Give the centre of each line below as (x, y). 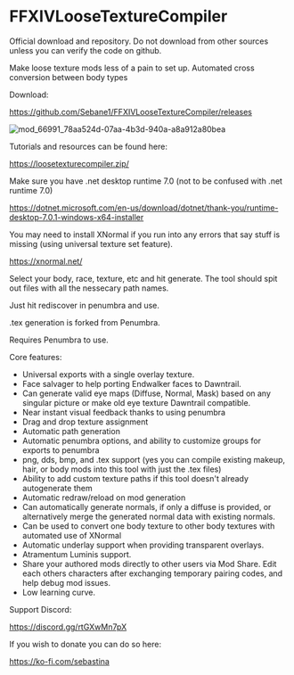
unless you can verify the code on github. (86, 50)
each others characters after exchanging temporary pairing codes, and (152, 573)
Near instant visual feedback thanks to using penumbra (123, 412)
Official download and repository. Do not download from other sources (139, 41)
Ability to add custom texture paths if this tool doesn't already (135, 478)
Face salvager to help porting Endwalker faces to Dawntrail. (132, 383)
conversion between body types (69, 77)
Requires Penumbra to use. (59, 340)
